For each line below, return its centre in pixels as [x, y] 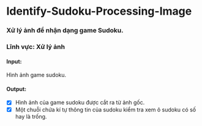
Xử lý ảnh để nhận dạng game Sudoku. [65, 31]
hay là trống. [31, 116]
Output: [16, 89]
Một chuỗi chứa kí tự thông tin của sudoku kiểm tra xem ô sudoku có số [106, 109]
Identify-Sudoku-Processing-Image [99, 11]
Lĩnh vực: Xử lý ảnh [36, 47]
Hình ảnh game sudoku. [36, 75]
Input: [14, 61]
